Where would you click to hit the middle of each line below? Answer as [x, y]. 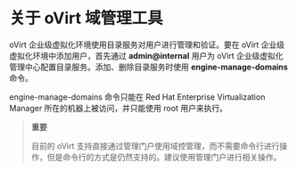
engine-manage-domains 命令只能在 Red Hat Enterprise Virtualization [137, 97]
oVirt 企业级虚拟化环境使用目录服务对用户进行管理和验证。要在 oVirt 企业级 [147, 45]
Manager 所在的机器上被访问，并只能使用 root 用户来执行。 [118, 108]
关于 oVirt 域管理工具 [86, 18]
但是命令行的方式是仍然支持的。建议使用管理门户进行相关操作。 [164, 157]
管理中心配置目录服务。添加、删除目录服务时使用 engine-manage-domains [148, 67]
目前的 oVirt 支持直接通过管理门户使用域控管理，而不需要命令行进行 [155, 146]
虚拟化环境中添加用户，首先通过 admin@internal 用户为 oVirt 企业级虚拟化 [146, 55]
